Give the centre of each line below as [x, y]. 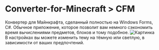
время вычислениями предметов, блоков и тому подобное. [67, 32]
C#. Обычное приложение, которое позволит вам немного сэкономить [79, 27]
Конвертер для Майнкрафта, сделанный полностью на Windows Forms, [79, 22]
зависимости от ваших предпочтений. [45, 42]
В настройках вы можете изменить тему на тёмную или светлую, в [75, 37]
